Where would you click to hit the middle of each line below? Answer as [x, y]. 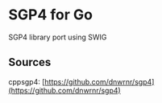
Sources [30, 62]
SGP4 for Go [50, 15]
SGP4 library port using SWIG [58, 37]
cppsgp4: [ [27, 81]
